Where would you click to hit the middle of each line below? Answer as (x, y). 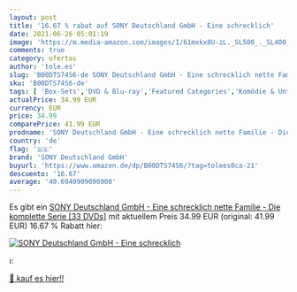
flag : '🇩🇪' (31, 149)
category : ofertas (43, 58)
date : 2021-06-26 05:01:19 (59, 34)
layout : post (33, 17)
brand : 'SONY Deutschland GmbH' (69, 157)
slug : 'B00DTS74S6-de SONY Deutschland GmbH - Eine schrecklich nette (142, 75)
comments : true (37, 50)
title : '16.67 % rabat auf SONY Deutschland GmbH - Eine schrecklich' (142, 26)
